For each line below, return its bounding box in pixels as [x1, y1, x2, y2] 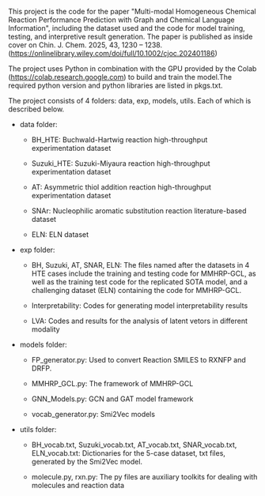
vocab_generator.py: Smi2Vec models [31, 410, 156, 419]
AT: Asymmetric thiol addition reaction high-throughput [31, 182, 211, 192]
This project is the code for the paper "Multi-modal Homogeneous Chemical [8, 7, 256, 16]
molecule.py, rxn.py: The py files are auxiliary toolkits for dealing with [31, 472, 258, 481]
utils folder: [19, 425, 57, 434]
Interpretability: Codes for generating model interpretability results [31, 301, 248, 310]
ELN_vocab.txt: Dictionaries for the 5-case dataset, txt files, [31, 449, 225, 457]
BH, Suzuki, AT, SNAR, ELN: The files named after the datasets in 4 [31, 261, 250, 269]
